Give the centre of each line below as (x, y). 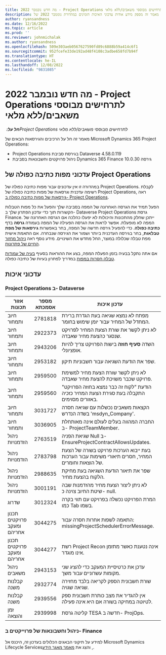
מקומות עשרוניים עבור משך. (91, 573)
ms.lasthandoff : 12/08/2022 (34, 65)
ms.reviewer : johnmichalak (33, 38)
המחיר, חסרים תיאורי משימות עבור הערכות (107, 456)
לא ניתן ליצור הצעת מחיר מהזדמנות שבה (104, 485)
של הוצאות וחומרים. (83, 463)
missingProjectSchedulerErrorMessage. (108, 526)
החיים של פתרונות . (23, 243)
